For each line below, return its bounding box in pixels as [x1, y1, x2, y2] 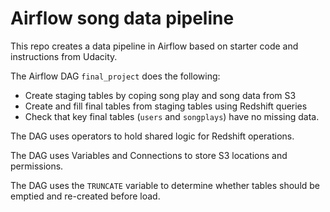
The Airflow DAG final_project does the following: [10, 70, 221, 82]
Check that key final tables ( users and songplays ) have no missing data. [24, 110, 320, 122]
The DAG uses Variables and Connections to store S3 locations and [10, 149, 288, 161]
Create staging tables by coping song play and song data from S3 [24, 89, 297, 101]
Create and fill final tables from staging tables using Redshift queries [24, 100, 308, 112]
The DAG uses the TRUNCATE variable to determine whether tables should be [10, 179, 321, 191]
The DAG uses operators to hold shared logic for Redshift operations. [10, 130, 295, 142]
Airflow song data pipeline [10, 7, 235, 30]
